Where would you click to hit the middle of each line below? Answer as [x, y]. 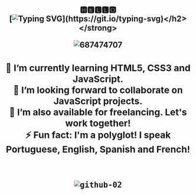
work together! [98, 123]
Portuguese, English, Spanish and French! [98, 149]
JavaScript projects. [98, 101]
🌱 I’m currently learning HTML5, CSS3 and [98, 68]
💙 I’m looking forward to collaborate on [98, 90]
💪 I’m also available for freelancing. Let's [98, 112]
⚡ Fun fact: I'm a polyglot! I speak [98, 135]
